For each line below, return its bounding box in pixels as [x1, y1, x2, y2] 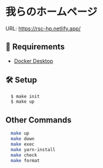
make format [11, 157, 40, 163]
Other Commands [5, 115, 72, 125]
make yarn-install [11, 146, 56, 152]
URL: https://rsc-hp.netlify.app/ [5, 24, 81, 32]
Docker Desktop [13, 57, 53, 64]
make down [11, 136, 35, 142]
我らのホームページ [5, 5, 98, 19]
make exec [11, 141, 35, 147]
